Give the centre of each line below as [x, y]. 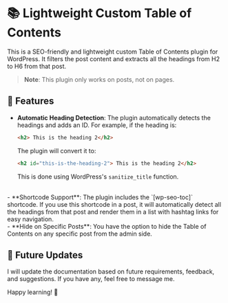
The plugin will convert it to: [56, 150]
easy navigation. [30, 219]
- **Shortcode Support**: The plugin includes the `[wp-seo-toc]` [100, 197]
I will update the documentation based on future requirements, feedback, [111, 271]
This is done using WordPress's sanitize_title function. [98, 177]
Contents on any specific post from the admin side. [80, 234]
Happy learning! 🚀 [33, 292]
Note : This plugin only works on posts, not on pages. [99, 79]
